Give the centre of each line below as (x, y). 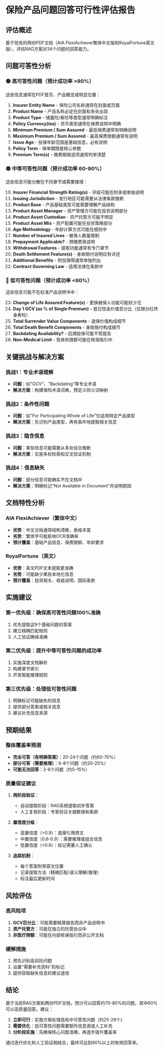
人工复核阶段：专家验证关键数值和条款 (59, 812)
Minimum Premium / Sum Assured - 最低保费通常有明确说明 (75, 130)
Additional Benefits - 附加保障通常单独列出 (57, 260)
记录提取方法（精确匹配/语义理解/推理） (61, 873)
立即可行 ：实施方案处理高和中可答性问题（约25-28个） (69, 1019)
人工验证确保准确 (30, 637)
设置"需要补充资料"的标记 (39, 967)
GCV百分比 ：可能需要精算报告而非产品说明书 (59, 922)
